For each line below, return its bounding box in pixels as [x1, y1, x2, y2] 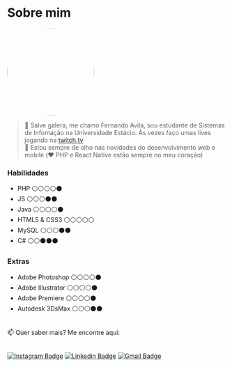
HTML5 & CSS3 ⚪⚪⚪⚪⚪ [17, 216, 95, 224]
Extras [7, 256, 30, 266]
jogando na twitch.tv [24, 136, 84, 144]
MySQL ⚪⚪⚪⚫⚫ [17, 226, 71, 235]
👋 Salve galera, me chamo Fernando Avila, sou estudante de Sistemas [24, 120, 225, 130]
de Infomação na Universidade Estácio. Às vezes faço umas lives [24, 128, 211, 136]
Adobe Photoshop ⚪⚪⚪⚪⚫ [17, 273, 102, 281]
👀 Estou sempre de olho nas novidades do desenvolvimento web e [24, 143, 216, 151]
